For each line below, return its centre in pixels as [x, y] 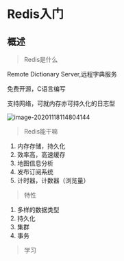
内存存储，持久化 [41, 146]
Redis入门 [35, 14]
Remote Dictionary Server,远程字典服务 [62, 74]
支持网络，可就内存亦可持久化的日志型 [61, 103]
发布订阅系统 [35, 172]
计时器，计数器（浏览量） [53, 180]
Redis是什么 [41, 60]
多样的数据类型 [38, 210]
